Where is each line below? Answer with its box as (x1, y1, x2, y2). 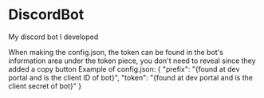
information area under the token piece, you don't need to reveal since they (8, 56, 257, 65)
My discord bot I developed (8, 32, 99, 41)
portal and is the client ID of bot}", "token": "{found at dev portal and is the (8, 73, 254, 82)
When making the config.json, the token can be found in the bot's (8, 47, 223, 57)
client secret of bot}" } (8, 81, 82, 91)
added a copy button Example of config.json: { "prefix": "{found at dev (8, 64, 240, 73)
